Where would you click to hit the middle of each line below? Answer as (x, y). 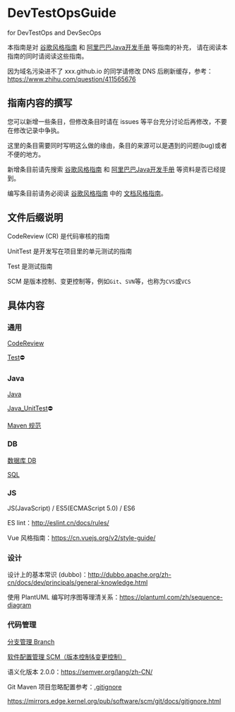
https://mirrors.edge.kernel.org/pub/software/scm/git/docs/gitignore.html (114, 701)
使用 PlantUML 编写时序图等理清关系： (64, 597)
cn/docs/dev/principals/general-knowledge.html (78, 582)
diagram (19, 605)
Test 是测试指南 (30, 266)
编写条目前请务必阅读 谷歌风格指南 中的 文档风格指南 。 (87, 193)
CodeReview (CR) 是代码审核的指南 (59, 236)
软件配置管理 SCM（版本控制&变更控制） (67, 657)
